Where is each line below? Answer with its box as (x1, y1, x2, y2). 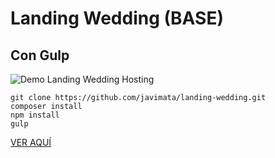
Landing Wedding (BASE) (10, 7, 224, 30)
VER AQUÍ (10, 137, 52, 148)
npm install (10, 110, 60, 120)
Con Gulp (10, 47, 70, 64)
